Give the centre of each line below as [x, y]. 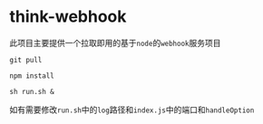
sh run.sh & [32, 91]
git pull [26, 60]
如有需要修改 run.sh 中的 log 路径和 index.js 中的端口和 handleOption [132, 110]
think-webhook [68, 17]
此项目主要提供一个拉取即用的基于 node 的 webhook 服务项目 [115, 43]
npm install [32, 76]
